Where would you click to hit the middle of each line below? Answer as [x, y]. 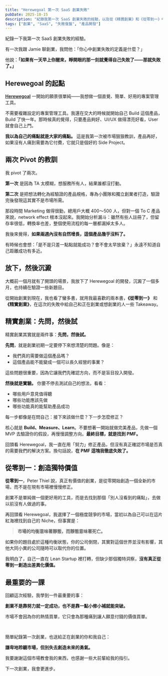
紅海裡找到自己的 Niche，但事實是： [42, 521]
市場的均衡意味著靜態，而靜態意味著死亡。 [61, 531]
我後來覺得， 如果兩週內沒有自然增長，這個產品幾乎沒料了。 [66, 234]
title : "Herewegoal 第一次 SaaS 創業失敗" [47, 10]
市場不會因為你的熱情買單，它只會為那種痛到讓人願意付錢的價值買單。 [77, 617]
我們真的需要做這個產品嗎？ [41, 356]
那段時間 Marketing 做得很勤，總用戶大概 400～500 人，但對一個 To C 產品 [83, 211]
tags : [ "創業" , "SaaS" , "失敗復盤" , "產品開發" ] [53, 24]
